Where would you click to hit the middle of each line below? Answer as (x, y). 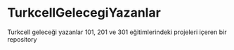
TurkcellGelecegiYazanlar (84, 13)
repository (22, 39)
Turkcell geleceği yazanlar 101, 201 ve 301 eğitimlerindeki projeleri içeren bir (117, 32)
